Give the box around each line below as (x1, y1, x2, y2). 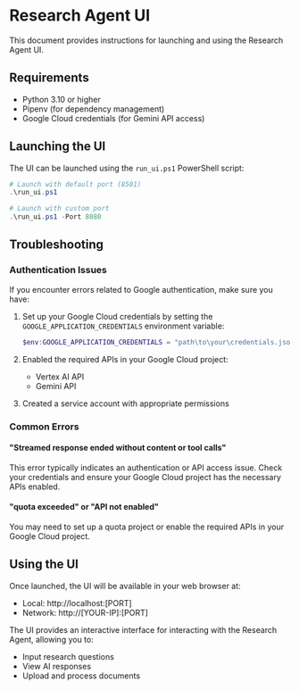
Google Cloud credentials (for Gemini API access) (21, 112, 205, 123)
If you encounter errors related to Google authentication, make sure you (9, 284, 274, 295)
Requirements (9, 71, 89, 86)
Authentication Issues (9, 264, 107, 277)
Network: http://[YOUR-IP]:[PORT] (21, 607, 149, 618)
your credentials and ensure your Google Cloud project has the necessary (9, 471, 281, 482)
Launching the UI (9, 139, 106, 154)
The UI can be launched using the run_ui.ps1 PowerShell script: (9, 162, 245, 173)
